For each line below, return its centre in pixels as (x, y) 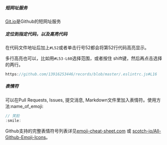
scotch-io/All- (147, 131)
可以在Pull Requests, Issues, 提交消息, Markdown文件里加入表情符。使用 (81, 100)
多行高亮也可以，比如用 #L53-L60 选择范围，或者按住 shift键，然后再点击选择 (84, 58)
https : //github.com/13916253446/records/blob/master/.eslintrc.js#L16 (81, 74)
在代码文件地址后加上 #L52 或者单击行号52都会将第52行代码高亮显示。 (77, 47)
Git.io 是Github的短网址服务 (33, 21)
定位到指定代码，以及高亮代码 (36, 34)
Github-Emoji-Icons (26, 137)
